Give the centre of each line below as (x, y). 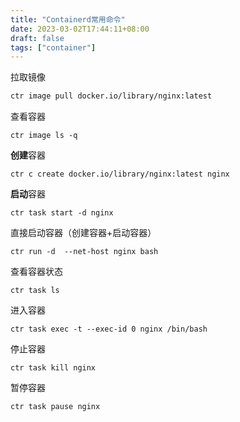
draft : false (37, 38)
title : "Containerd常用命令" (68, 19)
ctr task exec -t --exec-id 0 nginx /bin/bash (109, 329)
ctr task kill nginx (53, 368)
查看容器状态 (36, 272)
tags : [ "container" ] (53, 47)
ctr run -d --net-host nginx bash (84, 252)
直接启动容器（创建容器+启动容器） (83, 233)
